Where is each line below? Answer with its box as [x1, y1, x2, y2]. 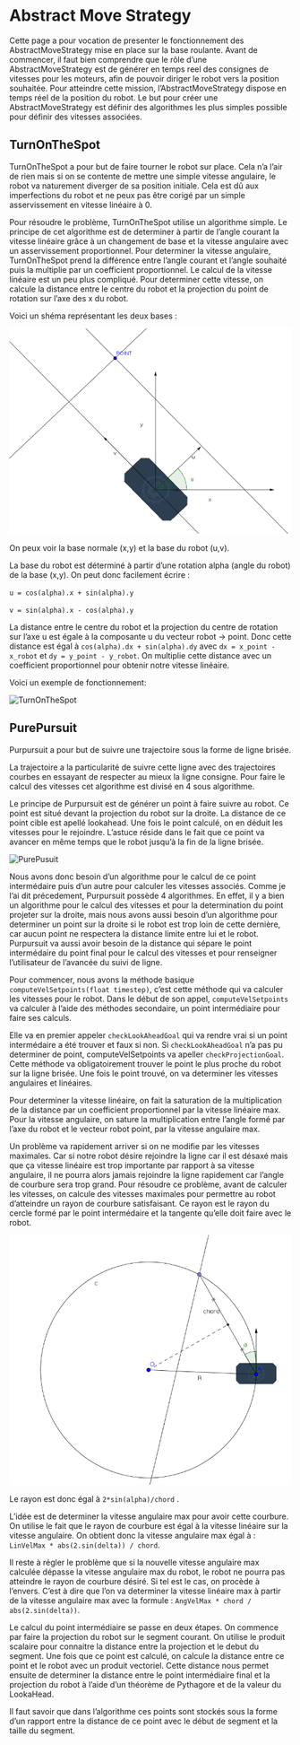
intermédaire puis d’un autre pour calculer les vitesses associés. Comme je [9, 880, 287, 891]
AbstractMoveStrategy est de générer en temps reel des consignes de [9, 64, 269, 74]
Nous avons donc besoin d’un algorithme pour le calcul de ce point [9, 871, 257, 882]
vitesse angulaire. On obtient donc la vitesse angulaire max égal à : [9, 1531, 256, 1541]
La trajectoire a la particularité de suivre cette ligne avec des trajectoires [9, 762, 276, 772]
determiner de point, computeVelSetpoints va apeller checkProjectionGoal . [9, 1049, 285, 1060]
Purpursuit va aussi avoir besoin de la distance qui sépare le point [9, 938, 253, 948]
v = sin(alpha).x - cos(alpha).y [9, 606, 134, 615]
